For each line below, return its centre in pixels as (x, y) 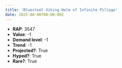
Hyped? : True (27, 55)
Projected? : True (30, 50)
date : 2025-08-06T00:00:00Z (35, 15)
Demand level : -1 (30, 40)
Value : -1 (22, 34)
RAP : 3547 (24, 29)
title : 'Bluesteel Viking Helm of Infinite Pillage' (62, 10)
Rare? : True (25, 61)
